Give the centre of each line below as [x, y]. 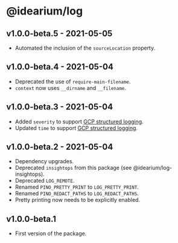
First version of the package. [51, 233]
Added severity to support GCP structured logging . [79, 121]
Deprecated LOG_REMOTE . [45, 181]
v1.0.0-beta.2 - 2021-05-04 [60, 147]
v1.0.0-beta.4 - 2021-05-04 [60, 67]
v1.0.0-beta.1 [31, 219]
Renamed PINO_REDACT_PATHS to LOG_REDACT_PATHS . [77, 193]
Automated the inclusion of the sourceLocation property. [85, 48]
